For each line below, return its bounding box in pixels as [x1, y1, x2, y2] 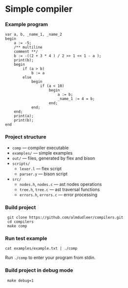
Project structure [5, 133, 46, 140]
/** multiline [14, 45, 43, 50]
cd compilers [7, 219, 34, 224]
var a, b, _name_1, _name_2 [5, 32, 63, 37]
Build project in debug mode [5, 267, 73, 274]
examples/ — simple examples [12, 150, 73, 156]
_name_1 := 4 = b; [57, 97, 95, 102]
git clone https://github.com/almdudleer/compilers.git [7, 215, 124, 220]
